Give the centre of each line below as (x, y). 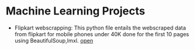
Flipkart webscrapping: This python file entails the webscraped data (100, 28)
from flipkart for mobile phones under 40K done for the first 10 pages (102, 34)
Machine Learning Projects (75, 11)
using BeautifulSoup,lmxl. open (54, 40)
